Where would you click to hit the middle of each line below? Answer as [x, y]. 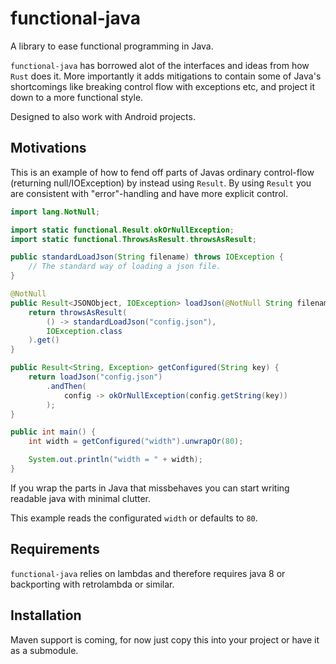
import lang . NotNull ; [55, 212]
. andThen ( [66, 386]
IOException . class [84, 331]
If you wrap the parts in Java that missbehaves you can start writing [150, 488]
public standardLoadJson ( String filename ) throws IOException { [147, 257]
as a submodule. [44, 650]
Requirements [55, 549]
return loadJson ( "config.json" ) [95, 377]
